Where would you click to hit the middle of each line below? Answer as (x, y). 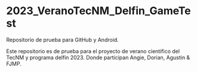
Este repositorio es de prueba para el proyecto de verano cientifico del (93, 51)
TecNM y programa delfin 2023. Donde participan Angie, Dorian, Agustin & (98, 57)
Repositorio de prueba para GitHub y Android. (63, 40)
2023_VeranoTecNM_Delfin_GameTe (98, 11)
